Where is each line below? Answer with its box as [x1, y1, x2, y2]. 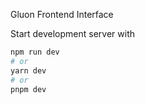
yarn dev [10, 65, 47, 76]
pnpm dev [10, 84, 47, 94]
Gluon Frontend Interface [10, 9, 114, 20]
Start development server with [10, 28, 136, 39]
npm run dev [10, 47, 60, 57]
